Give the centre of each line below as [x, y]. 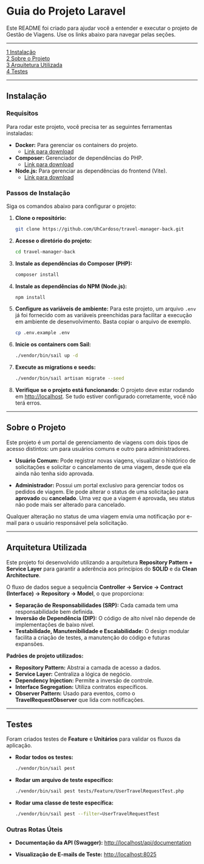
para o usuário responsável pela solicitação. [73, 523]
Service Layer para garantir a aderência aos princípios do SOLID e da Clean [102, 569]
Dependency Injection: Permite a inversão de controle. [84, 680]
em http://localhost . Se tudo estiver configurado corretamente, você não [106, 397]
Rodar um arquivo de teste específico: [64, 780]
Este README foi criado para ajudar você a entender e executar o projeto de [102, 28]
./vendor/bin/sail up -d [46, 356]
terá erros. [28, 403]
